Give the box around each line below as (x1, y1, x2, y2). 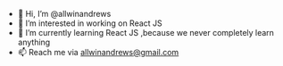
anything (17, 37, 51, 47)
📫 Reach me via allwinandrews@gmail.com (17, 47, 179, 57)
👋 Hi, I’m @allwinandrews (17, 9, 112, 19)
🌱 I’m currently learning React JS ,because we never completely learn (17, 28, 275, 37)
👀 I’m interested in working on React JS (17, 18, 162, 29)
